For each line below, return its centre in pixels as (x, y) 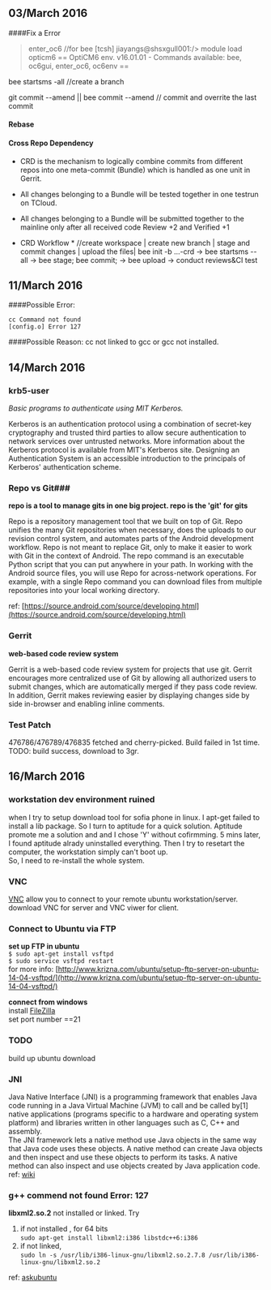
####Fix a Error (35, 32)
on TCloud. (38, 203)
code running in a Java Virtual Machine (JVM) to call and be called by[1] (128, 1105)
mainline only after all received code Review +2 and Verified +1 (125, 227)
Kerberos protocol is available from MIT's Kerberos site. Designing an (124, 450)
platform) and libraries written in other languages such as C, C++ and (124, 1122)
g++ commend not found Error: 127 (78, 1195)
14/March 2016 (47, 367)
